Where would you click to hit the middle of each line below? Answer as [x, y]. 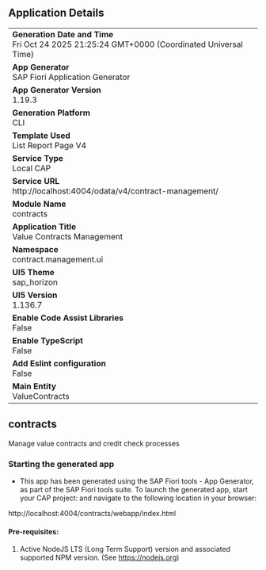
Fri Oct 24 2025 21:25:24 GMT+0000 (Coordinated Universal [127, 44]
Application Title [44, 227]
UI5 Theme [34, 272]
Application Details [56, 13]
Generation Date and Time [63, 34]
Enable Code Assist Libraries [68, 318]
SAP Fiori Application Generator [71, 77]
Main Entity [34, 386]
